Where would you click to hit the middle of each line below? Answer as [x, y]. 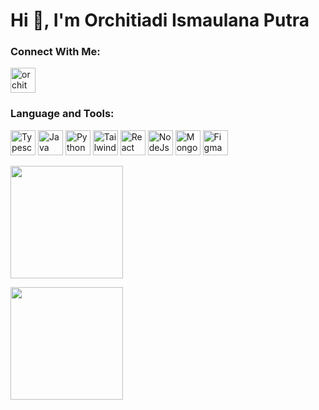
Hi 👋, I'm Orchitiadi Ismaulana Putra [160, 20]
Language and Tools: [62, 114]
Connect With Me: [55, 52]
